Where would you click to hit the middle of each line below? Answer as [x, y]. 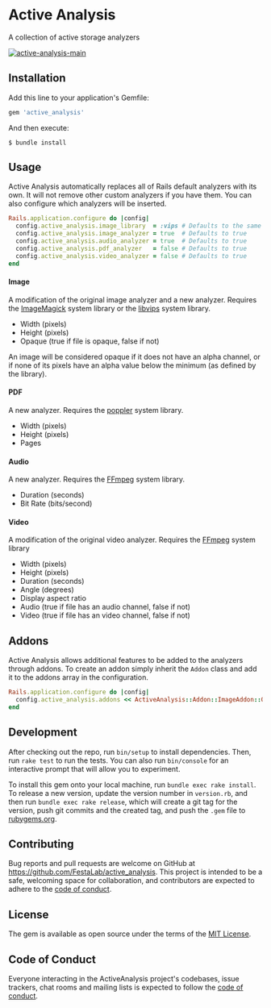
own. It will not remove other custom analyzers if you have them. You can [130, 195]
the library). [27, 373]
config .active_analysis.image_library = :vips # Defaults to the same [139, 226]
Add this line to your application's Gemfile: [79, 98]
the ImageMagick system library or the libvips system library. [110, 308]
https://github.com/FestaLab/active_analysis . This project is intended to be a [135, 872]
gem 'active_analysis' [46, 112]
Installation [37, 78]
